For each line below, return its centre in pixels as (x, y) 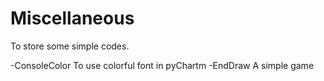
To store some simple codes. (70, 46)
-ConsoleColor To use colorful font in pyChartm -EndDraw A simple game (162, 65)
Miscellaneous (72, 18)
